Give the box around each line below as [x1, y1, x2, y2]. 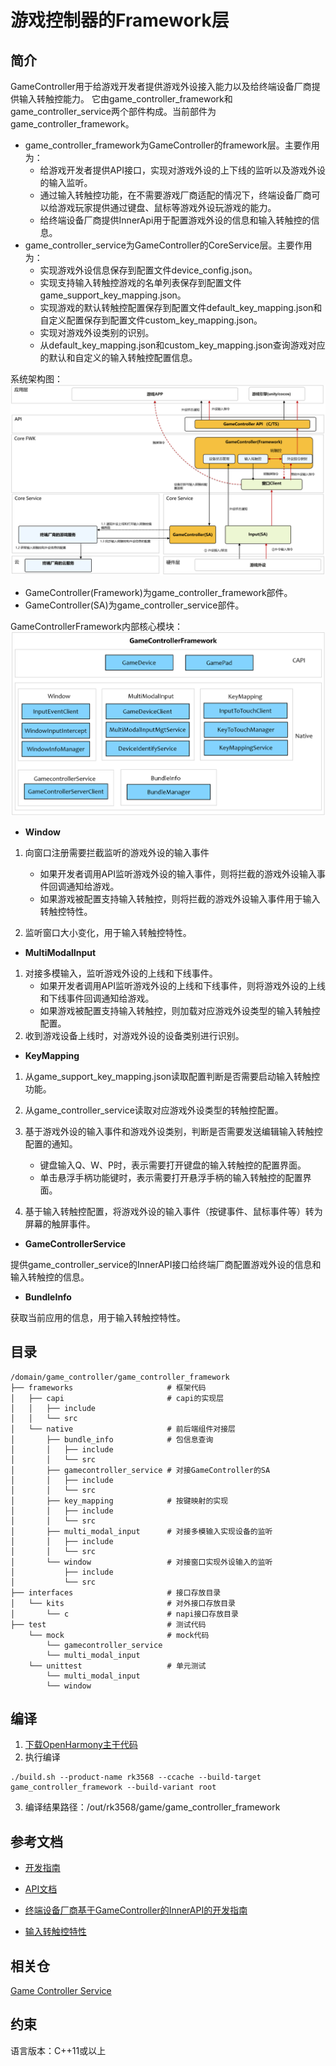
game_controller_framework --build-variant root [10, 1782, 217, 1793]
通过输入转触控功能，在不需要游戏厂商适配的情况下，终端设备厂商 [39, 189, 312, 201]
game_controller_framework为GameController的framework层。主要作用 [24, 139, 320, 151]
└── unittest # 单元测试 [28, 1661, 207, 1671]
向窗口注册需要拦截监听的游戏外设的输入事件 [24, 846, 210, 858]
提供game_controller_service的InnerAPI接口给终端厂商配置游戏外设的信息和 [10, 1258, 322, 1270]
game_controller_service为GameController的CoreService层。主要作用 [24, 239, 313, 251]
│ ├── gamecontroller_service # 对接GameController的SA [10, 1465, 271, 1475]
